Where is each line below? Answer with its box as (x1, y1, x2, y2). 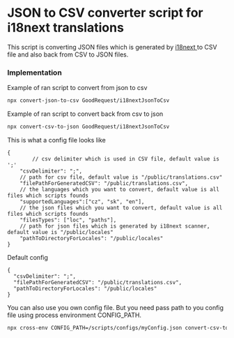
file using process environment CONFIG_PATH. (7, 311, 141, 319)
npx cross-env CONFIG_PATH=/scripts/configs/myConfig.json (7, 324, 182, 331)
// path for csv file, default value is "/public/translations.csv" (19, 173, 223, 181)
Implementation (7, 68, 63, 78)
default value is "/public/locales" (7, 228, 114, 235)
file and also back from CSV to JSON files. (7, 50, 129, 59)
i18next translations (7, 20, 124, 36)
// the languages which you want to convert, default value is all (19, 186, 219, 193)
